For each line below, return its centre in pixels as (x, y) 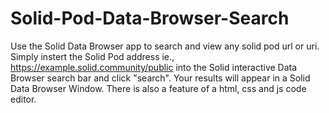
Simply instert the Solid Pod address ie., (92, 56)
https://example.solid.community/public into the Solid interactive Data (154, 67)
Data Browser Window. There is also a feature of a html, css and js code (158, 88)
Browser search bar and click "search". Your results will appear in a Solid (160, 78)
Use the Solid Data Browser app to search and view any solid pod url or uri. (165, 46)
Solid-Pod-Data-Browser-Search (150, 18)
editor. (23, 99)
